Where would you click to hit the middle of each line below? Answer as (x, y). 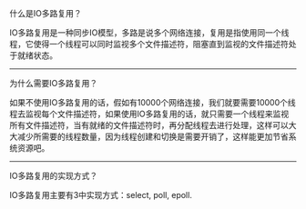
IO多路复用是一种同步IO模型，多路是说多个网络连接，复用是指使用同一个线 (149, 33)
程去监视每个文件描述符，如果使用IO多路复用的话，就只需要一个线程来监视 (149, 114)
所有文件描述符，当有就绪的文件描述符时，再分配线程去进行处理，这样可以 (149, 125)
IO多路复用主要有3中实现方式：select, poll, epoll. (101, 195)
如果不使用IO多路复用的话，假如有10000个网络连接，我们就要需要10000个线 (153, 102)
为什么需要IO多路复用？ (54, 83)
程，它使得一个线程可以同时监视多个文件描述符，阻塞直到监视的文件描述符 (149, 44)
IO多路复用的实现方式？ (54, 176)
